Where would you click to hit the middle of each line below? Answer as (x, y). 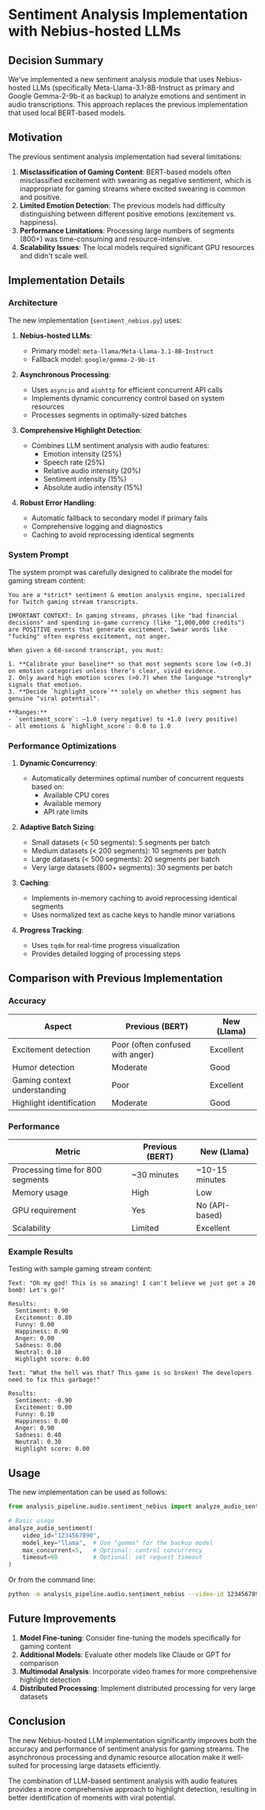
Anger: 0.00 (35, 1338)
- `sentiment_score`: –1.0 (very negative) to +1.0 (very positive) (123, 719)
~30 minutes (155, 1175)
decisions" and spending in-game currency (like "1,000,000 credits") (127, 622)
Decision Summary (56, 60)
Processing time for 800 (57, 1170)
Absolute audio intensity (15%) (93, 487)
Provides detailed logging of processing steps (106, 954)
